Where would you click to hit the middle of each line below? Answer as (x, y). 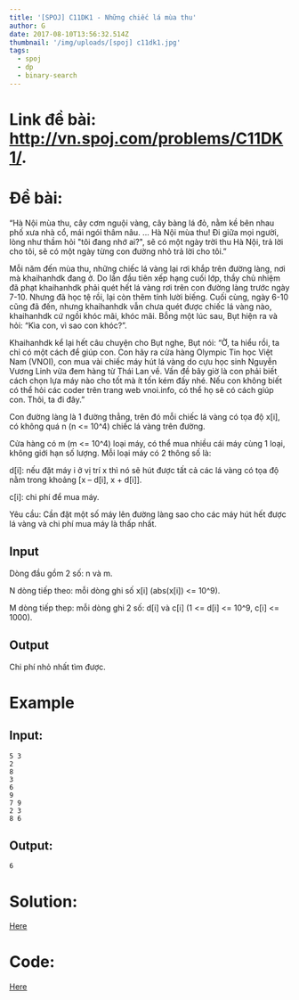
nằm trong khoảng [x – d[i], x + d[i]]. (76, 480)
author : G (28, 26)
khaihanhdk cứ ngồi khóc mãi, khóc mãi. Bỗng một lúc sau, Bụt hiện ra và (144, 316)
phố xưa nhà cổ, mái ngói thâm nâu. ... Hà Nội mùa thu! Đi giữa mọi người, (144, 232)
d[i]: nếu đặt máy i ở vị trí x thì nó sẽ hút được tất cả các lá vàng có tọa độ (144, 470)
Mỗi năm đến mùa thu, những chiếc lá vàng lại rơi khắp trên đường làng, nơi (148, 268)
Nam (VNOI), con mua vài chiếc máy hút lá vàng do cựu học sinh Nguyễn (143, 361)
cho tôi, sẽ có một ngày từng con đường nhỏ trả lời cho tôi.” (118, 251)
